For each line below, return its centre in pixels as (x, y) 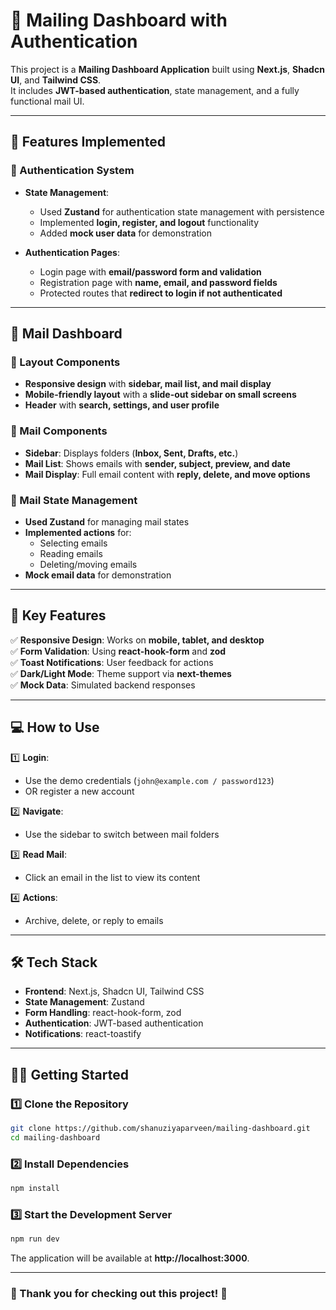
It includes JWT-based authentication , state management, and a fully (155, 90)
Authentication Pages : (72, 252)
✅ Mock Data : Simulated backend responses (103, 685)
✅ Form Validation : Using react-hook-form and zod (118, 651)
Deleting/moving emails (88, 564)
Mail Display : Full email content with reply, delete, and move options (167, 474)
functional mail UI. (47, 101)
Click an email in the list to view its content (112, 877)
